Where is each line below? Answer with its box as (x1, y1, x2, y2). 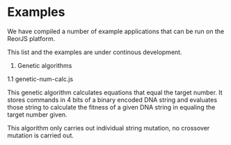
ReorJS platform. (7, 34, 56, 42)
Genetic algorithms (17, 61, 72, 69)
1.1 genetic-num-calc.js (7, 74, 74, 83)
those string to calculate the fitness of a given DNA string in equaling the (7, 103, 216, 111)
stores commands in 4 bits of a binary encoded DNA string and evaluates (7, 95, 218, 104)
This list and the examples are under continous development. (7, 48, 182, 56)
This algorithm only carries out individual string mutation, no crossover (7, 123, 210, 132)
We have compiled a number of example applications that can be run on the (7, 27, 225, 35)
